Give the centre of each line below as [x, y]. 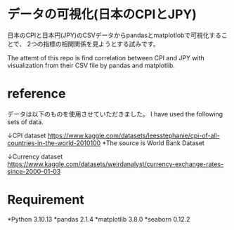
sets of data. [25, 122]
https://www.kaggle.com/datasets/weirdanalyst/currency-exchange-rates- [116, 164]
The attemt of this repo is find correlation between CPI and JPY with [106, 57]
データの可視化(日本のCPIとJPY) [102, 14]
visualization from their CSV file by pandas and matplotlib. [91, 65]
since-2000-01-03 [34, 171]
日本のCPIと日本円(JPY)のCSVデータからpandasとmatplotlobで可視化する [115, 35]
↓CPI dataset [27, 135]
